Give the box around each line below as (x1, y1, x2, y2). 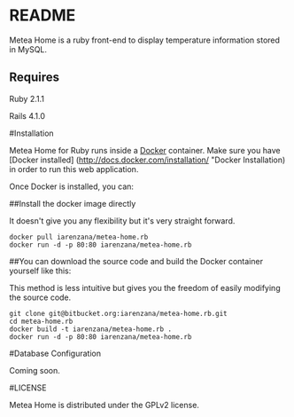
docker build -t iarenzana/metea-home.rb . (9, 325, 173, 334)
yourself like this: (9, 265, 72, 276)
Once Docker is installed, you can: (9, 181, 135, 192)
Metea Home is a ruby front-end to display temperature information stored (9, 35, 281, 45)
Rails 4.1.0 (9, 110, 46, 121)
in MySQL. (9, 43, 47, 54)
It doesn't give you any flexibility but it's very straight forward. (9, 215, 236, 226)
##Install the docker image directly (9, 198, 136, 208)
